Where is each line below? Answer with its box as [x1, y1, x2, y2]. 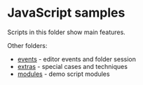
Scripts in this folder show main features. [7, 28, 126, 36]
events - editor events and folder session [17, 54, 137, 63]
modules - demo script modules [17, 70, 110, 78]
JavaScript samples [7, 5, 125, 21]
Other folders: [7, 41, 48, 49]
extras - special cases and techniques [17, 62, 128, 70]
